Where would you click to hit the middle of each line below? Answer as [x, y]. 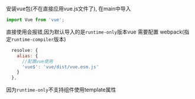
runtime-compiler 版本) [39, 39]
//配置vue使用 [37, 61]
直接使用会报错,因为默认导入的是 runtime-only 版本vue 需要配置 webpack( [95, 32]
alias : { [27, 56]
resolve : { [25, 50]
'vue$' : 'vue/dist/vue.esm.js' [60, 67]
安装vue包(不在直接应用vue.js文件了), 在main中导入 [69, 9]
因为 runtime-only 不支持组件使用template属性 [61, 90]
